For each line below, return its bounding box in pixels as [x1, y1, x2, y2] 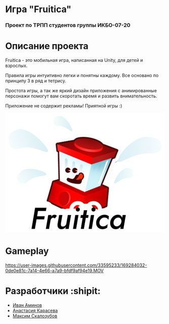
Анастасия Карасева [12, 307, 58, 313]
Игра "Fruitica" [5, 4, 72, 15]
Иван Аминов [12, 302, 42, 308]
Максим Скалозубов [12, 313, 57, 319]
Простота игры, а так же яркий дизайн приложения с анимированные [5, 88, 157, 94]
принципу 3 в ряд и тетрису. [5, 78, 67, 84]
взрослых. [5, 62, 28, 69]
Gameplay [5, 245, 49, 257]
